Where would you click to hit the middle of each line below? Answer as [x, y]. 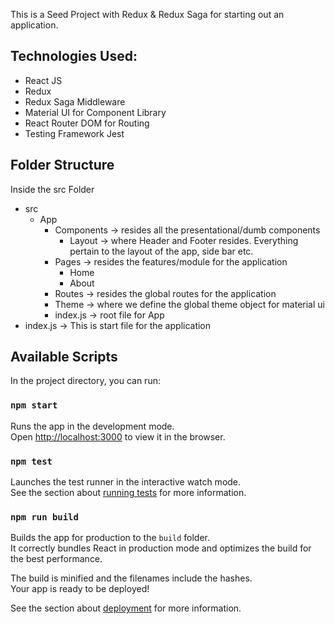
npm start [34, 405]
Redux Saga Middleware [75, 101]
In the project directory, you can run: [85, 381]
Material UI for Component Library [95, 112]
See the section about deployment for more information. [126, 608]
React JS [43, 80]
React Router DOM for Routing [87, 123]
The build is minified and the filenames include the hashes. [131, 578]
